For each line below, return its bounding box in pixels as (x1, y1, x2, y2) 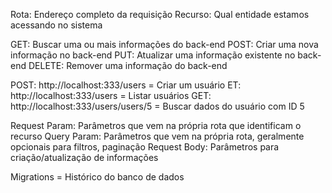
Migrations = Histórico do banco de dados (10, 171, 185, 183)
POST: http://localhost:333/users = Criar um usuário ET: (10, 79, 242, 91)
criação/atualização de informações (10, 152, 159, 163)
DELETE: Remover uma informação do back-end (28, 60, 228, 71)
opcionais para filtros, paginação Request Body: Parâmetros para (10, 141, 280, 153)
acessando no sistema (10, 19, 103, 31)
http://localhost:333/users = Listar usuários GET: (10, 90, 212, 101)
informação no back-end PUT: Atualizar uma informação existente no (10, 49, 296, 61)
